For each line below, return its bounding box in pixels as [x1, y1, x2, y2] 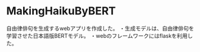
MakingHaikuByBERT [6, 4, 116, 18]
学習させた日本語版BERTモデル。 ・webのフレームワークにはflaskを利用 [6, 32, 188, 39]
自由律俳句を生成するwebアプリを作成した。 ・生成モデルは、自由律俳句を [6, 25, 195, 32]
